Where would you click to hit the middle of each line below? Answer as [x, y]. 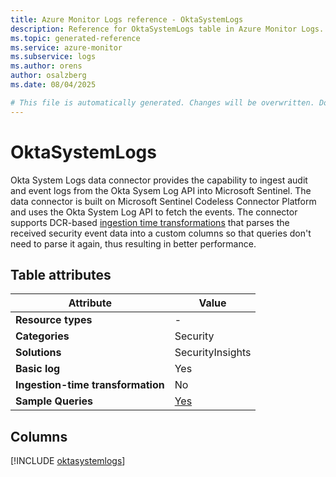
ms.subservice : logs [53, 57]
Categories [42, 336]
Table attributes [61, 274]
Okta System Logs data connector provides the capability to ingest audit [159, 180]
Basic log [38, 369]
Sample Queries [54, 401]
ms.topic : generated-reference [75, 38]
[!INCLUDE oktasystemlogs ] [68, 461]
